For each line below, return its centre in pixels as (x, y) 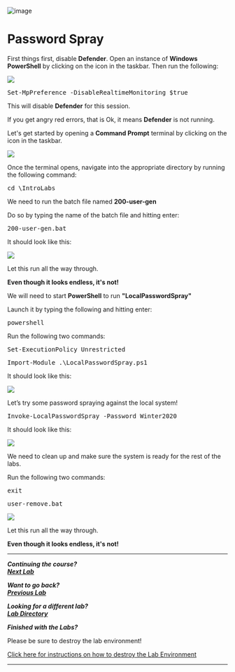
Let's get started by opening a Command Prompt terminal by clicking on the (117, 133)
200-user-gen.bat (37, 228)
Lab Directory (28, 613)
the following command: (42, 175)
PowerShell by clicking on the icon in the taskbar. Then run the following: (113, 66)
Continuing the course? (42, 564)
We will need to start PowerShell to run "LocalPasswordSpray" (100, 295)
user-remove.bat (35, 504)
